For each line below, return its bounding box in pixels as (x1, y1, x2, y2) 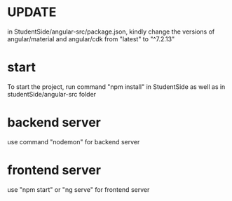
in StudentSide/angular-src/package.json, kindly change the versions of (7, 27, 215, 36)
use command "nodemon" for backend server (7, 137, 140, 146)
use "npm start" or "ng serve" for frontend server (7, 185, 150, 193)
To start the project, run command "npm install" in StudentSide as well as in (7, 82, 226, 91)
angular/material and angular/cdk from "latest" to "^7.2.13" (7, 34, 175, 43)
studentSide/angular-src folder (7, 90, 97, 98)
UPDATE (7, 4, 57, 20)
